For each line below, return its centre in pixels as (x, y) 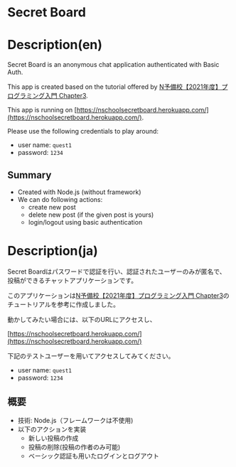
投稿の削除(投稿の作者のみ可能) (74, 447)
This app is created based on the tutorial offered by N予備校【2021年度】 (114, 87)
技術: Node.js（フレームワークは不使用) (75, 420)
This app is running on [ (42, 110)
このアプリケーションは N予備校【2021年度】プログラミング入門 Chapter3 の (118, 295)
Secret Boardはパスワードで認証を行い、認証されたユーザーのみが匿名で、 (117, 272)
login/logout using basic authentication (85, 222)
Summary (29, 175)
